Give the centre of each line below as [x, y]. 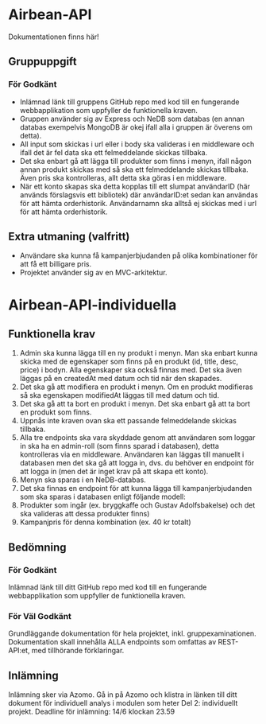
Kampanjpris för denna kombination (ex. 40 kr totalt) [106, 522]
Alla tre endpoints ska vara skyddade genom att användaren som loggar [137, 438]
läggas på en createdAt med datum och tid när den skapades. [121, 379]
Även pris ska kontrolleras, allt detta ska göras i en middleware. [123, 177]
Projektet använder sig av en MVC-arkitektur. [93, 273]
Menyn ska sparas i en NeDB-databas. [83, 480]
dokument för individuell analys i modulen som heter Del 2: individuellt [123, 703]
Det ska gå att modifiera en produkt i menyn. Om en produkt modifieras [136, 387]
